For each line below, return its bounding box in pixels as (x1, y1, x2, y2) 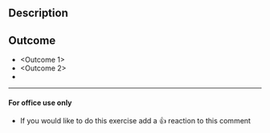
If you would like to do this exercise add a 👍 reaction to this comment (19, 116, 252, 126)
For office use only (8, 98, 72, 107)
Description (8, 6, 68, 20)
